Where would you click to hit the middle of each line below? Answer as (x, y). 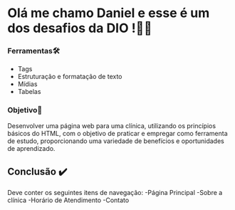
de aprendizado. (31, 148)
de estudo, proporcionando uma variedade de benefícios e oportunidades (116, 141)
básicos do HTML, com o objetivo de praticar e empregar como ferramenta (117, 133)
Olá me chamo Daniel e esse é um (109, 13)
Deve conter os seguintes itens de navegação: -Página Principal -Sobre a (115, 192)
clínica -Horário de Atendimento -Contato (68, 200)
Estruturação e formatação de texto (70, 77)
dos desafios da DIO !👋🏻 (80, 28)
